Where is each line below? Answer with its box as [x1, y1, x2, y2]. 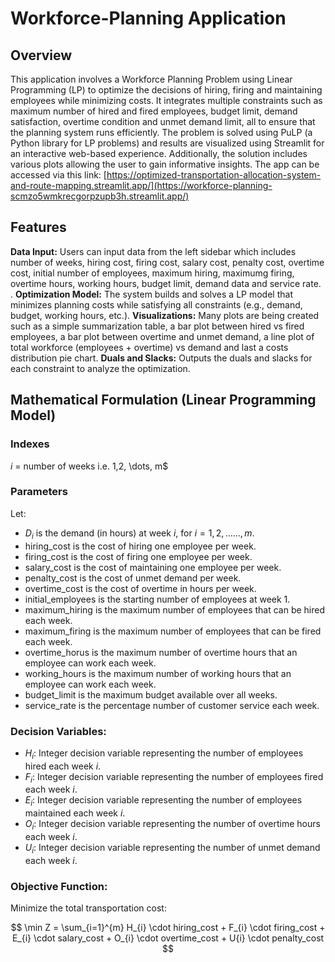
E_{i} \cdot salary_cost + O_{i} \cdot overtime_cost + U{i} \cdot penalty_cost [11, 932, 325, 944]
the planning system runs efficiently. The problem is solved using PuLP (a [10, 127, 313, 138]
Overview [10, 47, 73, 64]
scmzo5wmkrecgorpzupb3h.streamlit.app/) [10, 190, 190, 202]
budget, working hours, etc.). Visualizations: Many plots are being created [10, 309, 320, 321]
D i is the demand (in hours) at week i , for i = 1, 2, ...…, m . [24, 527, 255, 541]
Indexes [10, 437, 50, 451]
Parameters [10, 485, 68, 499]
